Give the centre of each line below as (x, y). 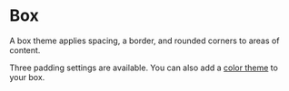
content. (25, 50)
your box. (27, 77)
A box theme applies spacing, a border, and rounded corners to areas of (144, 41)
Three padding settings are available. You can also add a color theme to (144, 68)
